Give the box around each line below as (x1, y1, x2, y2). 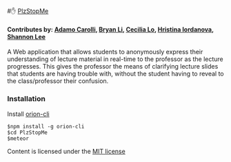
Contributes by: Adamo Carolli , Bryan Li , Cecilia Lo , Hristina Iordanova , (7, 25, 214, 34)
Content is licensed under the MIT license (7, 147, 125, 155)
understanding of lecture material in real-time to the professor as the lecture (7, 55, 224, 63)
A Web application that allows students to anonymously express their (7, 48, 203, 56)
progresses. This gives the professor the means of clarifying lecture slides (7, 62, 219, 71)
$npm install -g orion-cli (7, 123, 85, 130)
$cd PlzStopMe (7, 129, 48, 136)
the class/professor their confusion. (7, 77, 109, 85)
